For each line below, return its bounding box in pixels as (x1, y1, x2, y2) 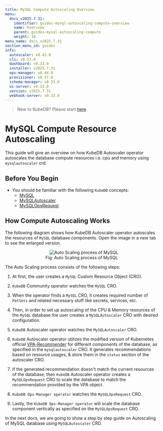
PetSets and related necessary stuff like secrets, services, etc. (12, 297, 137, 303)
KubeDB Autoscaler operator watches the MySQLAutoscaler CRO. (12, 326, 138, 332)
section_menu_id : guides (5, 43, 55, 48)
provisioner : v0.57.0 (9, 75, 54, 80)
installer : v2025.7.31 (9, 66, 55, 71)
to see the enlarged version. (5, 240, 61, 246)
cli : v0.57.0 (9, 57, 36, 62)
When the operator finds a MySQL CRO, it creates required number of (12, 292, 148, 298)
